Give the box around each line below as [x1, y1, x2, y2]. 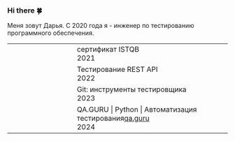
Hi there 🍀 [7, 6, 43, 15]
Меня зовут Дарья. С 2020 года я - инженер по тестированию [7, 22, 194, 30]
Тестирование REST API [76, 65, 159, 75]
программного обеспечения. [7, 29, 94, 37]
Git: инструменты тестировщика [76, 84, 187, 94]
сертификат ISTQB [76, 45, 140, 54]
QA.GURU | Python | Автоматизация [76, 105, 197, 114]
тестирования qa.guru [76, 114, 150, 124]
